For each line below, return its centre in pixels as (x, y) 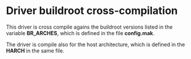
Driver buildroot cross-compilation (92, 11)
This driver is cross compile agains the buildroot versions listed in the (89, 27)
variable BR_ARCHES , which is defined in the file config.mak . (80, 33)
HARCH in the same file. (35, 50)
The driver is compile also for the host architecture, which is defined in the (95, 44)
